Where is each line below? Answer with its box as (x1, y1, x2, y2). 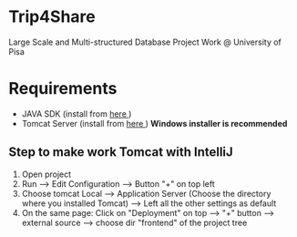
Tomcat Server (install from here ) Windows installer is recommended (21, 118, 288, 129)
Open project (21, 169, 72, 180)
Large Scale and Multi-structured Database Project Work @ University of (8, 36, 282, 47)
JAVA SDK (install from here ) (21, 108, 132, 119)
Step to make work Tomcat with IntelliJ (8, 144, 233, 160)
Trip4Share (8, 6, 97, 27)
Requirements (8, 78, 118, 99)
